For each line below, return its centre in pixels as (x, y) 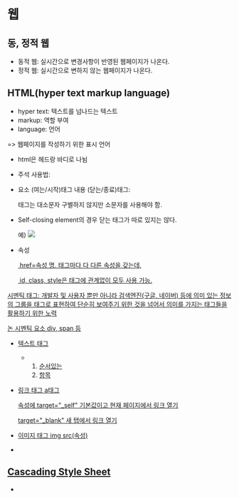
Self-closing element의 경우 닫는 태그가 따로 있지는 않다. (97, 219)
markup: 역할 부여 (43, 120)
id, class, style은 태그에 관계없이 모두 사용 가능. (86, 280)
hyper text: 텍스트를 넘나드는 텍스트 (68, 111)
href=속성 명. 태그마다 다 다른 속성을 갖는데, (81, 265)
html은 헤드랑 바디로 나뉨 (53, 159)
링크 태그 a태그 (38, 390)
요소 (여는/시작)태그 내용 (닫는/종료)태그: (74, 189)
